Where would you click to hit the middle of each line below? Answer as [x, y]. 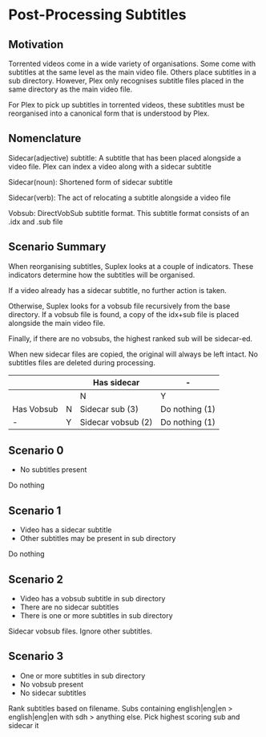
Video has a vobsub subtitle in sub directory [93, 599]
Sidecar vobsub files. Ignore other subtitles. [81, 631]
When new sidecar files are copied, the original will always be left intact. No [133, 354]
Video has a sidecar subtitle [66, 530]
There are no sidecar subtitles [69, 607]
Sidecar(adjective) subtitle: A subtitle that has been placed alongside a [125, 157]
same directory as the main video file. [71, 89]
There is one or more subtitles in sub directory [97, 616]
